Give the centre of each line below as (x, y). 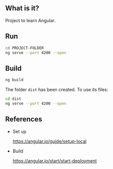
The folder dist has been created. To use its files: (57, 90)
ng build (14, 80)
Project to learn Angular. (30, 20)
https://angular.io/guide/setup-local (49, 141)
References (24, 119)
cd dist (13, 99)
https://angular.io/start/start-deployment (54, 160)
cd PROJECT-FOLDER (24, 48)
